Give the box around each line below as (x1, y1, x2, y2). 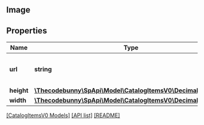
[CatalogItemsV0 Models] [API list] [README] (6, 112, 120, 119)
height (9, 86, 29, 95)
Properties (6, 25, 47, 36)
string (34, 65, 52, 73)
